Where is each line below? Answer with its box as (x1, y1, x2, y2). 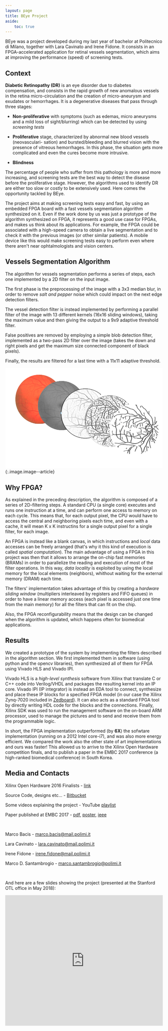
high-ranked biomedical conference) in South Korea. (5, 754, 113, 760)
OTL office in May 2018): (5, 885, 56, 891)
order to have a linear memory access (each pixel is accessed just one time (5, 596, 161, 602)
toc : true (14, 24, 35, 29)
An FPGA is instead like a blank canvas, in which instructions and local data (5, 538, 160, 544)
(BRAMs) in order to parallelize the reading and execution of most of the (5, 559, 153, 565)
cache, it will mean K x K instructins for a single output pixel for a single (5, 523, 152, 529)
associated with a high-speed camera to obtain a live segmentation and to (5, 227, 158, 233)
